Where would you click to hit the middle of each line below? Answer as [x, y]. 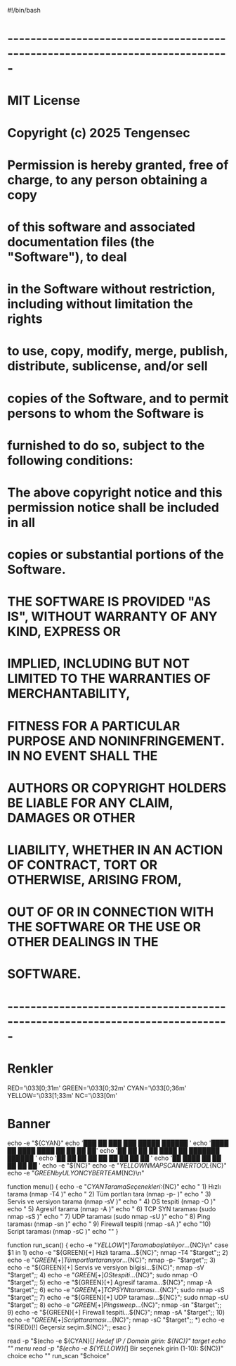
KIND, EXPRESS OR [64, 632]
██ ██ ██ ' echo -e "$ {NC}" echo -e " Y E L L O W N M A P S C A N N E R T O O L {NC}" [117, 1166]
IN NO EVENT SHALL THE [83, 756]
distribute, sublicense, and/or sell [108, 366]
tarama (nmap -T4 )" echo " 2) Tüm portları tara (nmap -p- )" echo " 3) [109, 1194]
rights [25, 319]
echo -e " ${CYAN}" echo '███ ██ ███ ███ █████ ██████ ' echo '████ [118, 1143]
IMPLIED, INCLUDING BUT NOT [99, 664]
